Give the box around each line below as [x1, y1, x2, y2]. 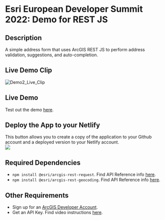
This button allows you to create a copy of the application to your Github [5, 134, 152, 140]
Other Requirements [5, 191, 69, 199]
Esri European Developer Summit [5, 3, 143, 15]
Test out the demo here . [5, 107, 54, 112]
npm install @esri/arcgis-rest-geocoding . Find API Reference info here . [12, 177, 161, 183]
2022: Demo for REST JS [5, 14, 108, 25]
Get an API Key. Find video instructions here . [12, 210, 103, 216]
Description [5, 34, 42, 42]
